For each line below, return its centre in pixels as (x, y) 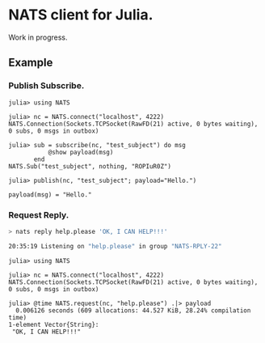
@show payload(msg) (81, 152)
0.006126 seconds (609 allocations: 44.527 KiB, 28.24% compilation (133, 310)
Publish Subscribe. (46, 86)
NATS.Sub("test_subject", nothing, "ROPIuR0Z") (90, 166)
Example (31, 63)
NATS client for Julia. (81, 15)
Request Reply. (39, 214)
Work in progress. (38, 37)
